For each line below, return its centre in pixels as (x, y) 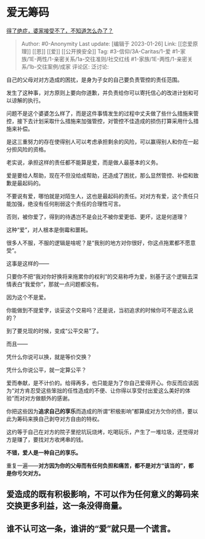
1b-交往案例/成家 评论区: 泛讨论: (69, 66)
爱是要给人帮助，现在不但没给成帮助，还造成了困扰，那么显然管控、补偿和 (100, 175)
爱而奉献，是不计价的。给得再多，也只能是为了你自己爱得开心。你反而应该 (100, 383)
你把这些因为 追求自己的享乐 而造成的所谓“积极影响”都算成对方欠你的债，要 (100, 411)
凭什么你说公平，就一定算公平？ (46, 370)
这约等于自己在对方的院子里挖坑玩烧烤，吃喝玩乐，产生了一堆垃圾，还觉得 (100, 432)
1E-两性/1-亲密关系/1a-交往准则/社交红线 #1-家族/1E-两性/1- (103, 59)
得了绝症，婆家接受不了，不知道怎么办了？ (60, 31)
